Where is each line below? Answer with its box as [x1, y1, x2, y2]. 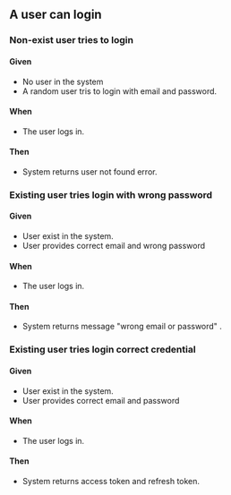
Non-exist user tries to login [9, 34, 134, 47]
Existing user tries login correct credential [9, 344, 196, 356]
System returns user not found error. [21, 166, 158, 177]
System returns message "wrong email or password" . [21, 321, 222, 332]
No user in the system [21, 76, 104, 87]
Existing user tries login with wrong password [9, 188, 213, 201]
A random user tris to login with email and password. [21, 85, 218, 97]
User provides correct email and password [21, 395, 180, 405]
